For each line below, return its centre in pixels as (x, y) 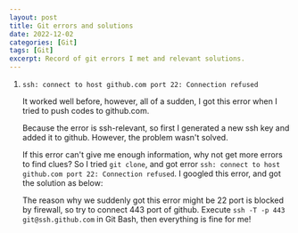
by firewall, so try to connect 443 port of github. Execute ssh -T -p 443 (153, 209)
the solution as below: (62, 183)
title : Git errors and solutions (71, 26)
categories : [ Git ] (43, 42)
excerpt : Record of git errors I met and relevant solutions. (127, 59)
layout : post (33, 17)
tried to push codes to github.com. (86, 111)
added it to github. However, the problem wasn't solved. (125, 137)
